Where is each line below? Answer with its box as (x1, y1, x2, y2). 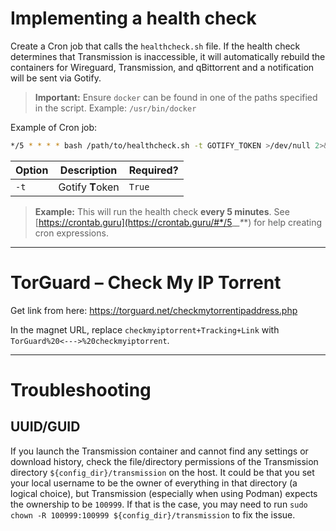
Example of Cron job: (10, 121, 98, 133)
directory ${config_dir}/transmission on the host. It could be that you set (10, 466, 315, 478)
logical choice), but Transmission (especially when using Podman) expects (10, 487, 318, 499)
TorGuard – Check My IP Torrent (10, 272, 282, 294)
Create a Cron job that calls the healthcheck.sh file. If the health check (10, 40, 301, 52)
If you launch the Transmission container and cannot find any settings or (10, 445, 309, 457)
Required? (128, 163, 179, 177)
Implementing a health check (10, 7, 257, 30)
